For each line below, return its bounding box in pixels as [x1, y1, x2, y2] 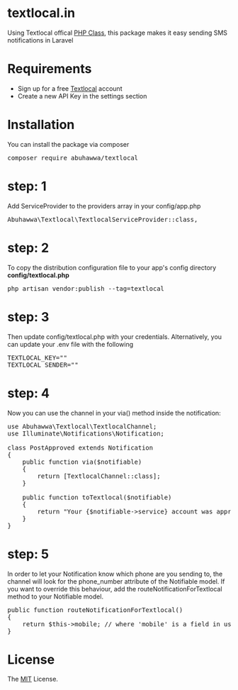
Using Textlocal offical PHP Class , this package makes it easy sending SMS [7, 28, 228, 37]
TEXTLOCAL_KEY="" [7, 353, 67, 362]
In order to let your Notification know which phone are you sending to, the [7, 569, 223, 578]
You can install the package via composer [7, 140, 130, 148]
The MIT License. [7, 675, 59, 684]
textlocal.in [7, 5, 76, 21]
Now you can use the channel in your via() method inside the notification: [7, 408, 221, 417]
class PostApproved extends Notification [7, 443, 154, 452]
